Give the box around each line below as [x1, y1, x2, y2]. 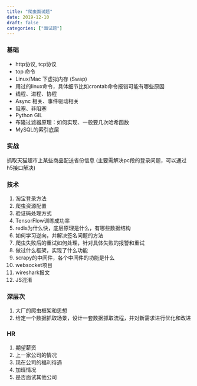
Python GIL [15, 111, 43, 118]
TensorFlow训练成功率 [15, 217, 70, 224]
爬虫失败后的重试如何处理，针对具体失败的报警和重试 [15, 239, 145, 246]
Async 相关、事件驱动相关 [15, 97, 79, 104]
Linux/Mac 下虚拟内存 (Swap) [15, 75, 87, 82]
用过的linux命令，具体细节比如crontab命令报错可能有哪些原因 [15, 82, 165, 89]
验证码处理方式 [15, 210, 52, 217]
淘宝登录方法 [15, 195, 47, 202]
